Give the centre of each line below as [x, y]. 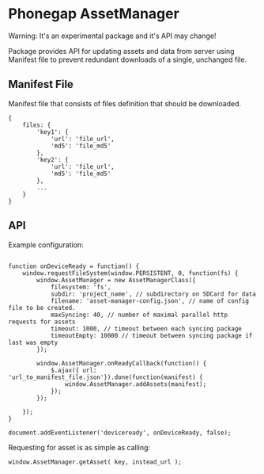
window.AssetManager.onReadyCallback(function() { [122, 363]
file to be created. [42, 308]
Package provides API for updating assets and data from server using [121, 51]
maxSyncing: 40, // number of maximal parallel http [139, 315]
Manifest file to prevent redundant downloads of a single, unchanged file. [128, 59]
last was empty [33, 342]
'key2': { [53, 159]
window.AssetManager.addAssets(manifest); [136, 384]
